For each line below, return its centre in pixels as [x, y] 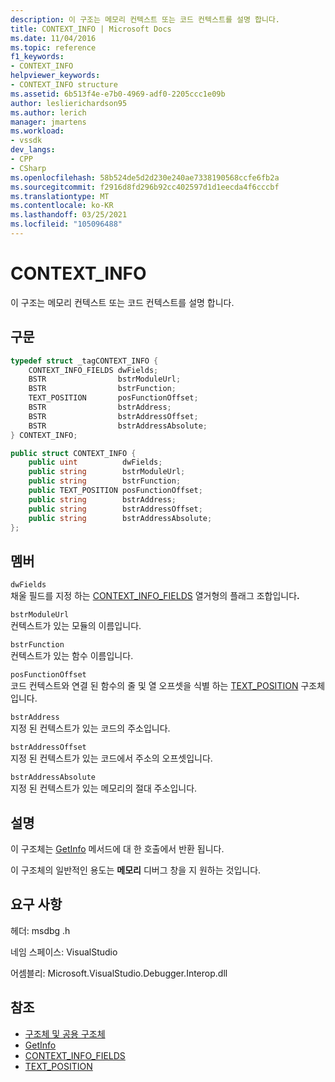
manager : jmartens [48, 122]
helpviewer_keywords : [55, 76]
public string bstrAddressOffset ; [115, 509]
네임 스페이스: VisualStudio [64, 952]
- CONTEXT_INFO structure [64, 85]
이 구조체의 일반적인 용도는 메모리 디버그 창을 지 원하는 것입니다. [136, 870]
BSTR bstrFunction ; [102, 389]
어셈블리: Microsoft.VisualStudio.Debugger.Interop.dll [119, 973]
